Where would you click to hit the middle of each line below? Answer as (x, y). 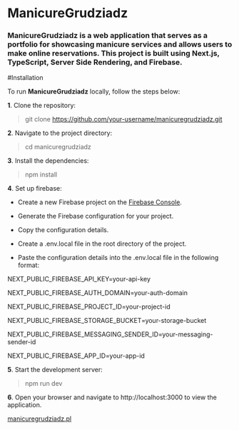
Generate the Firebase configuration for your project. (96, 216)
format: (29, 265)
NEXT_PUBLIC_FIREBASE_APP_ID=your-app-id (76, 356)
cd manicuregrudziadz (58, 147)
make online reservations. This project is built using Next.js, (113, 54)
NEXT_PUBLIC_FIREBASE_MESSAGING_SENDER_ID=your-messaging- (110, 334)
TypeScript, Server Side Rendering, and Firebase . (95, 62)
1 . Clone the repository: (42, 106)
